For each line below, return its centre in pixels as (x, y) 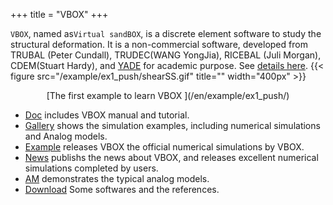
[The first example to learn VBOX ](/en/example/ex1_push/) (168, 95)
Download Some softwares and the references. (122, 189)
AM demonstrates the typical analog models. (117, 178)
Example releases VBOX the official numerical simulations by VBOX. (164, 147)
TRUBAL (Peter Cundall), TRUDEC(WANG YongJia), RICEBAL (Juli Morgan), (166, 55)
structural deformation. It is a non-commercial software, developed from (159, 44)
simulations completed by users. (91, 168)
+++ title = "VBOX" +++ (59, 14)
